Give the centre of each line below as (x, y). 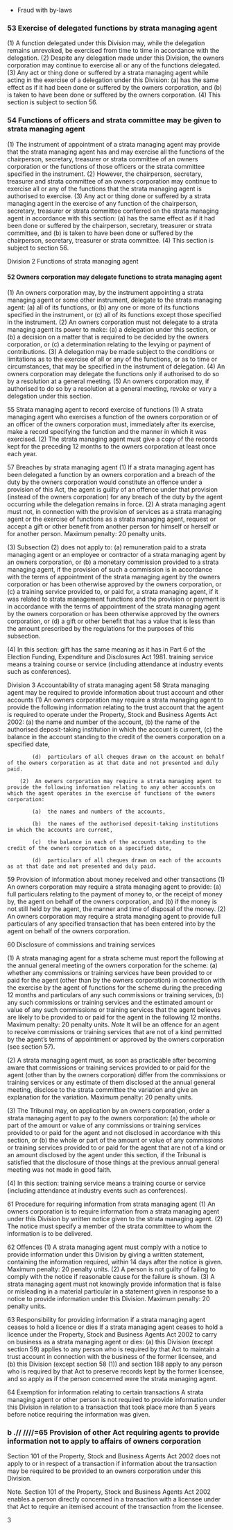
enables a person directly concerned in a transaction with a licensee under (114, 1499)
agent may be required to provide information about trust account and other (115, 692)
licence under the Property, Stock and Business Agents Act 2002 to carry (112, 1334)
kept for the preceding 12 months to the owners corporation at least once (112, 446)
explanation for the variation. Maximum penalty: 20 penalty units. (100, 1097)
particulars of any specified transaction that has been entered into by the (112, 924)
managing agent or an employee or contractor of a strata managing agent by (116, 554)
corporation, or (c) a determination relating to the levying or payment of (109, 344)
